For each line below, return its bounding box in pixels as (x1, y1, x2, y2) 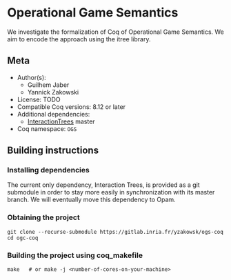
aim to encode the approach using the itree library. (7, 34, 151, 43)
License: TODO (17, 95, 61, 103)
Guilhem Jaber (27, 81, 70, 89)
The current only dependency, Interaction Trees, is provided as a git (7, 181, 200, 189)
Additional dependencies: (17, 110, 90, 118)
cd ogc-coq (7, 234, 39, 241)
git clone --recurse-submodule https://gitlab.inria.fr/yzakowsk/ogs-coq (7, 228, 224, 235)
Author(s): (17, 73, 46, 81)
